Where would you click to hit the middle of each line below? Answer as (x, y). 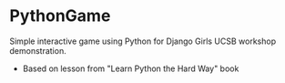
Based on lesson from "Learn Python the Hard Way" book (131, 68)
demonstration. (38, 50)
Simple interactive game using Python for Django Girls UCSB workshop (142, 41)
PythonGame (60, 16)
